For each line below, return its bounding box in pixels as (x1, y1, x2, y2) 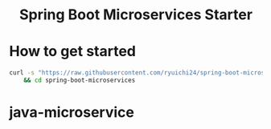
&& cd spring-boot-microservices (23, 76, 136, 84)
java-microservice (9, 103, 135, 122)
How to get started (9, 42, 136, 61)
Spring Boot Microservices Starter (19, 6, 253, 24)
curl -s (9, 69, 35, 77)
